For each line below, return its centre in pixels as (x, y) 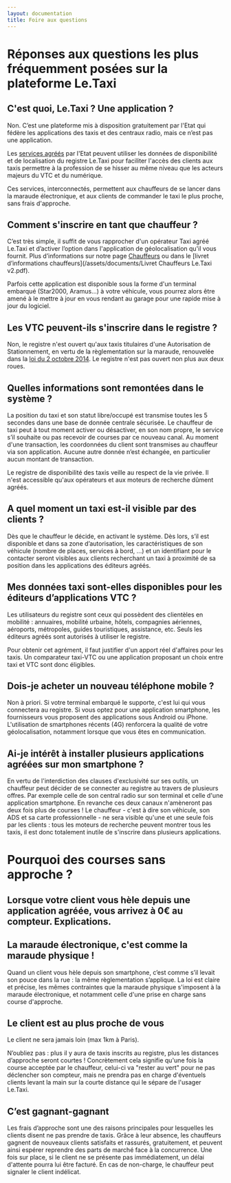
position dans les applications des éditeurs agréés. (79, 565)
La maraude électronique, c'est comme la (97, 945)
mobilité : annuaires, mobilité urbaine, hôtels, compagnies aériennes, (104, 621)
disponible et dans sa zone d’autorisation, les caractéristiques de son (105, 543)
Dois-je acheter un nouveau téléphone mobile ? (111, 686)
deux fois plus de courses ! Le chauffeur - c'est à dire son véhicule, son (109, 810)
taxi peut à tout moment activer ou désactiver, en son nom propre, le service (115, 430)
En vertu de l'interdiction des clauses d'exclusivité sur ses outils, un (103, 781)
